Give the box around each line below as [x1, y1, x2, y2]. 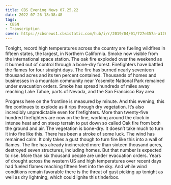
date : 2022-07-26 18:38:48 [5, 12, 63, 17]
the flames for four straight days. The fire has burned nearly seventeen [5, 67, 154, 73]
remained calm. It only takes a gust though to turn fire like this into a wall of [5, 136, 163, 142]
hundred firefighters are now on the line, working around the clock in [5, 115, 150, 120]
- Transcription [5, 27, 40, 32]
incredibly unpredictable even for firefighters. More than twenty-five [5, 109, 149, 115]
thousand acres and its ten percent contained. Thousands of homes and [5, 72, 157, 78]
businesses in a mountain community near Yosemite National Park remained [5, 77, 165, 84]
